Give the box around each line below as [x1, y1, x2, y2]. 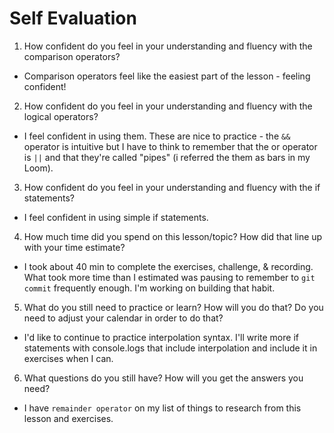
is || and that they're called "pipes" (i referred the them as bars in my [23, 151, 311, 163]
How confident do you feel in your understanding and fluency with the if [23, 181, 321, 193]
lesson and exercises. [23, 412, 114, 424]
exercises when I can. [23, 352, 114, 364]
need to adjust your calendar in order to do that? [23, 312, 224, 324]
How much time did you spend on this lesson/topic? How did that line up [23, 230, 323, 242]
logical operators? [23, 110, 99, 122]
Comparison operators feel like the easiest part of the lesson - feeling [23, 70, 311, 82]
